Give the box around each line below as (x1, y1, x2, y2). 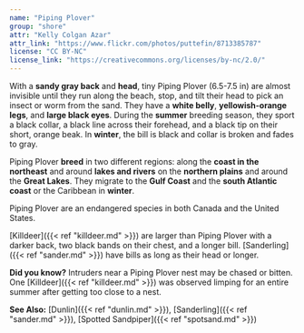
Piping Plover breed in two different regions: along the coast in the (9, 156, 260, 166)
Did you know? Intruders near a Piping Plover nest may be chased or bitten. (9, 267, 293, 277)
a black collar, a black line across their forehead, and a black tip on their (9, 119, 279, 130)
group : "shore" (9, 22, 67, 31)
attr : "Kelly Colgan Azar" (9, 30, 112, 39)
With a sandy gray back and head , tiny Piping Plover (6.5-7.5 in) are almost (9, 81, 291, 91)
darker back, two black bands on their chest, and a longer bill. (9, 240, 241, 250)
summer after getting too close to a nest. (9, 287, 162, 297)
